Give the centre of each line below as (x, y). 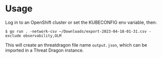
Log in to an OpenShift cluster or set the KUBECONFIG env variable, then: (81, 22)
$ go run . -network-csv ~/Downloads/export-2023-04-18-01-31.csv (76, 31)
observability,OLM (42, 36)
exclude (13, 36)
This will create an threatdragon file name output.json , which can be (76, 45)
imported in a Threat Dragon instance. (45, 50)
